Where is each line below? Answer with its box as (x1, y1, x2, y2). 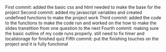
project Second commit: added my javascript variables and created (5, 9, 142, 15)
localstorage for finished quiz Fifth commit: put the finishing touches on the (5, 36, 159, 42)
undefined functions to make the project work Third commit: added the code (5, 15, 162, 20)
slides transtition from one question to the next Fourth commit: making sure (5, 25, 159, 31)
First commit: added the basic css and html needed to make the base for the (5, 4, 161, 10)
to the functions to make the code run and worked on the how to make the (5, 20, 157, 26)
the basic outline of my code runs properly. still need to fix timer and (5, 31, 145, 36)
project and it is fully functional (5, 41, 68, 47)
